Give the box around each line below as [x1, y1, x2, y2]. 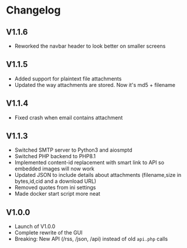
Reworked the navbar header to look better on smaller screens [14, 42, 166, 49]
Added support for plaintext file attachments [14, 75, 122, 82]
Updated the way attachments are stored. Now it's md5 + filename [14, 81, 176, 88]
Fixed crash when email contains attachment [14, 114, 123, 121]
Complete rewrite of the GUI [14, 229, 83, 236]
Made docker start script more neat [14, 190, 101, 197]
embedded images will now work [14, 165, 95, 172]
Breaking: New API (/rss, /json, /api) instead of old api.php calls [14, 236, 168, 243]
